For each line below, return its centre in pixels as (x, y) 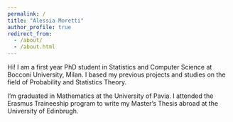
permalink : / (27, 14)
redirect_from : (30, 34)
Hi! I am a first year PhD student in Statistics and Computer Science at (110, 67)
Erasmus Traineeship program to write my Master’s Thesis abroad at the (113, 103)
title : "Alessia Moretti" (45, 21)
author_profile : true (39, 27)
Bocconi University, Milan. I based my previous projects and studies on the (116, 74)
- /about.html (34, 47)
